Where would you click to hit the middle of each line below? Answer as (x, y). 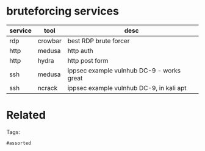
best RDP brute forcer (99, 41)
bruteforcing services (63, 11)
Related (26, 115)
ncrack (48, 88)
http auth (80, 51)
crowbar (50, 41)
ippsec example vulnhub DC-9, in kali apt (127, 88)
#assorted (19, 143)
